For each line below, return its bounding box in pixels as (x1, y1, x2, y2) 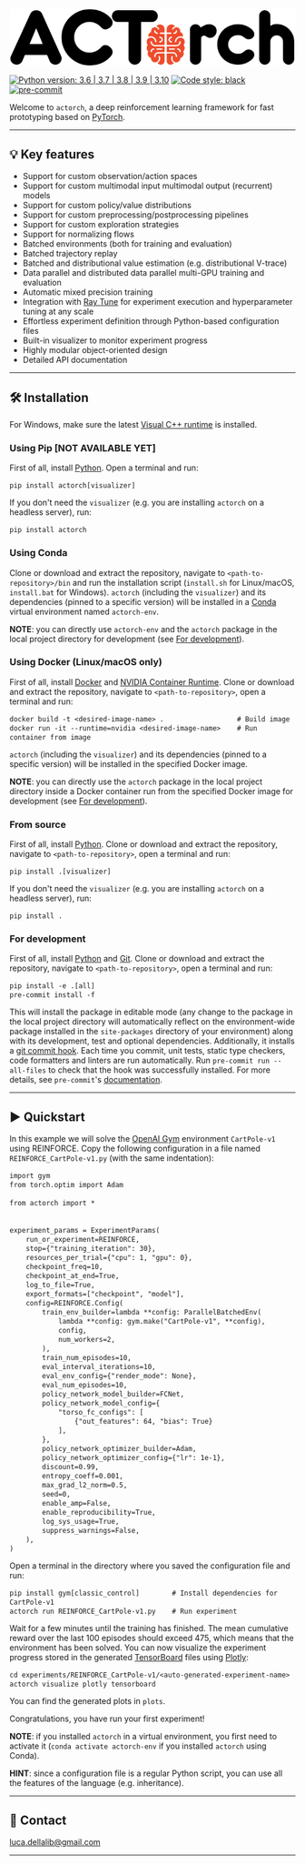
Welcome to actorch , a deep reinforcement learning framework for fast (9, 102, 274, 113)
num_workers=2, (57, 1336, 116, 1345)
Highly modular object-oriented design (22, 345, 168, 356)
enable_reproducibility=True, (42, 1508, 156, 1517)
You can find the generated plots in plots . (9, 1696, 166, 1707)
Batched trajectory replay (22, 248, 118, 259)
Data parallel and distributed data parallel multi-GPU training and (22, 267, 265, 278)
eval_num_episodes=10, (42, 1381, 128, 1390)
